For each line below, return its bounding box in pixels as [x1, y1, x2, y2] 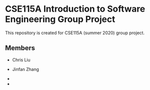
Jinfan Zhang [12, 66, 39, 72]
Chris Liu [12, 57, 31, 63]
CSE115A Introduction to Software [5, 3, 146, 15]
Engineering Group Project [5, 14, 116, 25]
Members [5, 44, 35, 52]
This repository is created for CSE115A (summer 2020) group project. [5, 30, 145, 36]
